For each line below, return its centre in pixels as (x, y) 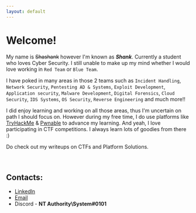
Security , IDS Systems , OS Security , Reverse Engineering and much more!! (96, 99)
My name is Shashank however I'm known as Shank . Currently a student (94, 57)
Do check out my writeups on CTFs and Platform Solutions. (78, 146)
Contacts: (25, 177)
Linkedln (25, 191)
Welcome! (31, 40)
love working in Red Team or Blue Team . (52, 69)
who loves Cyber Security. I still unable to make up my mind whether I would (98, 63)
